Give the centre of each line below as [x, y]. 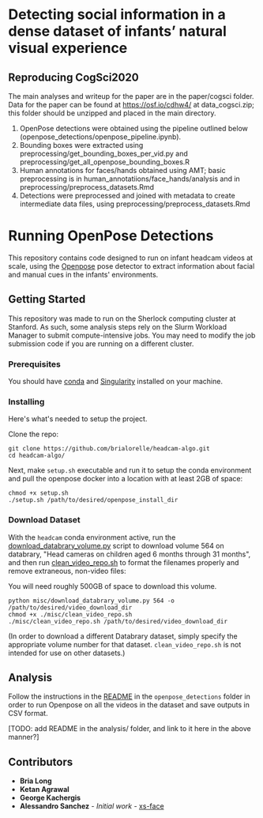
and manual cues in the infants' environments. [83, 274]
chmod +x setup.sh [38, 493]
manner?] [24, 737]
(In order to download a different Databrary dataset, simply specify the [123, 636]
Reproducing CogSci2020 [74, 77]
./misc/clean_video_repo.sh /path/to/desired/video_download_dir [118, 621]
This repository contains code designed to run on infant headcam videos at [131, 258]
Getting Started [47, 299]
